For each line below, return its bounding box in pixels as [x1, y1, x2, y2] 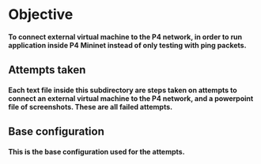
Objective [8, 6, 74, 24]
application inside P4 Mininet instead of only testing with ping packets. [8, 40, 247, 50]
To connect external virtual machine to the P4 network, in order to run [8, 32, 243, 41]
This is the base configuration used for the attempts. [8, 147, 185, 156]
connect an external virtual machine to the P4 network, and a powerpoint [8, 93, 254, 103]
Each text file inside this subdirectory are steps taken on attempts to [8, 85, 237, 95]
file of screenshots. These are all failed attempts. [8, 102, 172, 111]
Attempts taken [8, 63, 86, 76]
